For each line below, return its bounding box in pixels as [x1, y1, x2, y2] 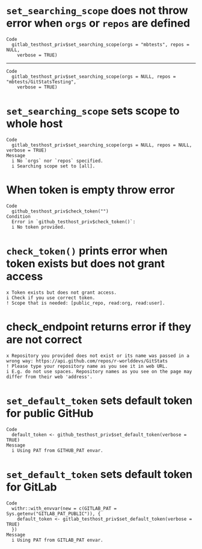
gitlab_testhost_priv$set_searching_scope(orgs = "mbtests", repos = [11, 42, 189, 48]
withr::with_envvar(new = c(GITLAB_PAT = [11, 505, 117, 512]
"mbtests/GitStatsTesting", [6, 79, 77, 85]
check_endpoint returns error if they [6, 320, 191, 333]
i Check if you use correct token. [6, 294, 96, 301]
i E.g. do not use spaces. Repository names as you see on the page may [6, 368, 192, 374]
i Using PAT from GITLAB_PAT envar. [11, 537, 103, 543]
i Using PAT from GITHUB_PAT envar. [11, 447, 103, 453]
